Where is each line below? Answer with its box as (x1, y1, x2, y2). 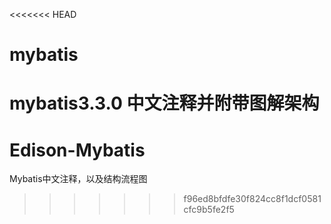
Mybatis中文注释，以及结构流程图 (9, 173, 148, 185)
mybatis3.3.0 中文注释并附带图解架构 (9, 92, 320, 115)
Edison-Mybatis (9, 139, 146, 161)
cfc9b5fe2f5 (183, 204, 235, 216)
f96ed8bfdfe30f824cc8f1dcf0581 (183, 193, 322, 205)
